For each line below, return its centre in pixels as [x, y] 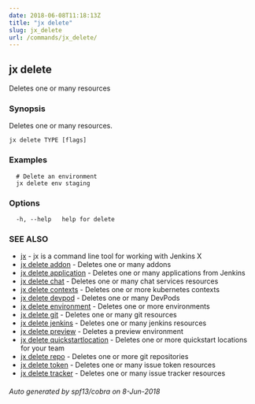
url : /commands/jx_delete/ [53, 37]
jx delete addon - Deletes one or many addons [96, 265]
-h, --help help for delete [65, 219]
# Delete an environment [57, 176]
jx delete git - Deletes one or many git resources [98, 315]
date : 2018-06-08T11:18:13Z [55, 15]
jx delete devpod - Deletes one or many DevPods [100, 298]
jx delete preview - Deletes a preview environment [102, 332]
